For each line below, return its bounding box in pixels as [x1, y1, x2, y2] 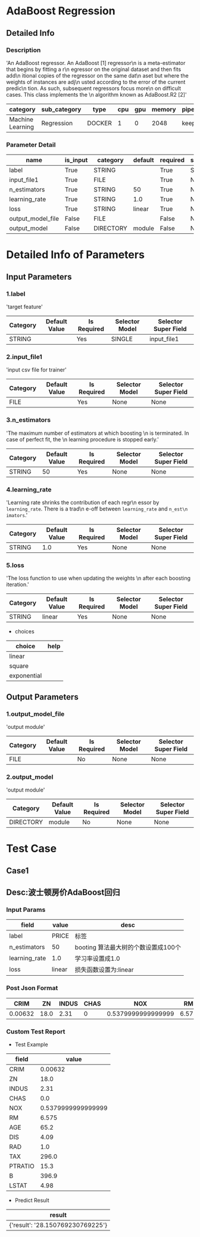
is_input [64, 156, 88, 165]
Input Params [6, 905, 46, 914]
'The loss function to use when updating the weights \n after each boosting [6, 574, 191, 582]
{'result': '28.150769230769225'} [9, 1221, 108, 1229]
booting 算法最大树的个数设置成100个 [74, 944, 182, 952]
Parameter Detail [6, 140, 56, 149]
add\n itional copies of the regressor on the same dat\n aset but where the [6, 72, 189, 79]
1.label [6, 289, 26, 298]
